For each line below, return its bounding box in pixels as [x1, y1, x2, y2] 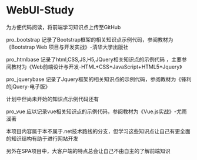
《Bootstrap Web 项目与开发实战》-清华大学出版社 [6, 43, 129, 50]
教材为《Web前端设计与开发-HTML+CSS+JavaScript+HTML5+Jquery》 [11, 63, 182, 70]
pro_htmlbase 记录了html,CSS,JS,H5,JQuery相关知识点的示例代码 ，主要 [6, 56, 182, 63]
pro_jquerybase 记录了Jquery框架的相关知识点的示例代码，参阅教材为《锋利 [6, 76, 192, 83]
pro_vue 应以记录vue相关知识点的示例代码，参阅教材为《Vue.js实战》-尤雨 [6, 108, 187, 115]
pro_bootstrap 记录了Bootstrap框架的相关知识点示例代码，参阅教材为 [6, 36, 173, 43]
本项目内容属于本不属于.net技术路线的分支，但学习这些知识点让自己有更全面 [6, 127, 191, 135]
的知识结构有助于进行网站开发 [6, 135, 78, 142]
